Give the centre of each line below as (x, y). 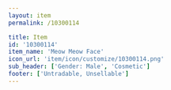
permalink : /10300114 (44, 23)
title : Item (28, 37)
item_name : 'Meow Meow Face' (56, 52)
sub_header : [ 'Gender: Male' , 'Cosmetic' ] (79, 67)
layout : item (30, 15)
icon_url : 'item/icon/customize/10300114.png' (86, 59)
